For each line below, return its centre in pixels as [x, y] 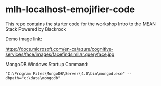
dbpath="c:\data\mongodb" [33, 78]
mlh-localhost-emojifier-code [70, 9]
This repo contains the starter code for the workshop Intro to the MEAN [81, 24]
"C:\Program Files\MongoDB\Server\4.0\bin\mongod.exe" [65, 73]
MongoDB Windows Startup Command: [47, 64]
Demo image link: [24, 39]
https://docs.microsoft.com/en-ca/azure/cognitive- [59, 49]
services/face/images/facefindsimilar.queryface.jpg [60, 54]
